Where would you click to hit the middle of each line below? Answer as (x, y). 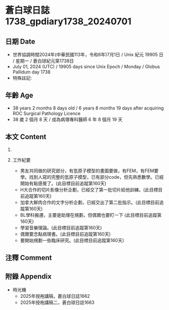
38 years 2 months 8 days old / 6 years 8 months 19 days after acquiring (88, 108)
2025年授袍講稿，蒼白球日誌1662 (55, 296)
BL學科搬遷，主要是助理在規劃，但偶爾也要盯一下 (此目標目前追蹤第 (91, 215)
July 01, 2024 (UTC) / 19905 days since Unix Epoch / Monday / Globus (86, 67)
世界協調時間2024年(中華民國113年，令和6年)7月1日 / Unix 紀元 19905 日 (88, 54)
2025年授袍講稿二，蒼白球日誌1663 (57, 302)
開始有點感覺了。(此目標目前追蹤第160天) (63, 183)
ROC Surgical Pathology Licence (47, 113)
